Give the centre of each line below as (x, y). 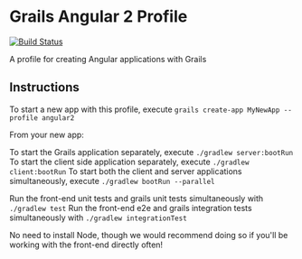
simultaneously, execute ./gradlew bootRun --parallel (112, 180)
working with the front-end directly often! (86, 245)
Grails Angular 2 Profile (99, 17)
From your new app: (47, 134)
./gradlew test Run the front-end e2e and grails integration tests (131, 208)
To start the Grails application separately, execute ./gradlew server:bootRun (151, 152)
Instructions (44, 88)
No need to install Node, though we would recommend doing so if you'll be (149, 235)
